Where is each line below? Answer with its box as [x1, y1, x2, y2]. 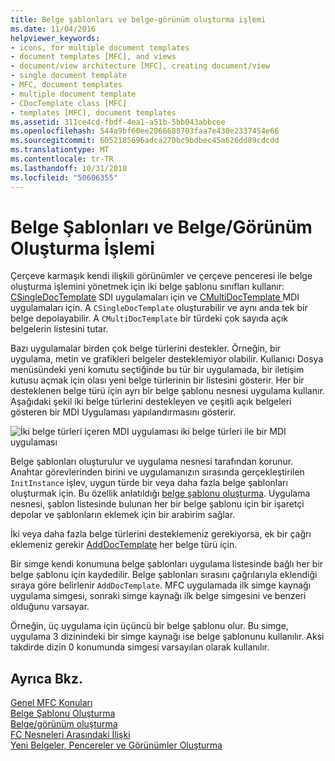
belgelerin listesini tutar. [10, 323, 109, 335]
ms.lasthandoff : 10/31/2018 [10, 163, 128, 173]
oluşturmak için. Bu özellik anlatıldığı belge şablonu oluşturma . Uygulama [10, 487, 311, 500]
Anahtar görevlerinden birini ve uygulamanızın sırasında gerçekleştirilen [10, 466, 305, 478]
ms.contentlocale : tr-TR [10, 154, 114, 164]
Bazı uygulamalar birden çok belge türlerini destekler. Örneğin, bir [10, 342, 282, 355]
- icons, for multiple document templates [10, 42, 190, 53]
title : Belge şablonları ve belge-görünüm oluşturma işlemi [10, 14, 267, 25]
